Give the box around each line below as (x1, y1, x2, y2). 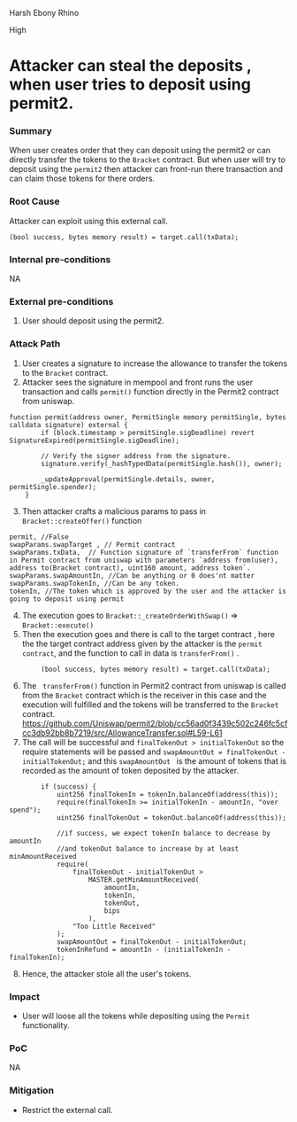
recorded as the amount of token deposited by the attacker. (21, 765, 240, 775)
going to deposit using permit (9, 594, 125, 604)
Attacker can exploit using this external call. (9, 215, 168, 226)
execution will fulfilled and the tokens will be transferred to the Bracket (21, 699, 279, 710)
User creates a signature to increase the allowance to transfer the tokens (21, 358, 288, 369)
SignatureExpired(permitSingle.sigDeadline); (9, 436, 179, 445)
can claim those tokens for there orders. (9, 173, 156, 184)
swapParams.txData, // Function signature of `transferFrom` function (9, 548, 278, 557)
